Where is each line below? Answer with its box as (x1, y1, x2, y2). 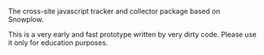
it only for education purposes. (8, 38, 109, 47)
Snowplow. (8, 15, 44, 24)
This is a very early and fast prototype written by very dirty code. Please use (8, 30, 257, 39)
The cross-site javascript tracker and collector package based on (8, 7, 221, 15)
